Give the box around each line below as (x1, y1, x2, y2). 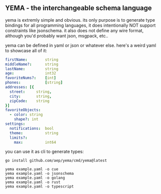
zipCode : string (9, 98, 50, 103)
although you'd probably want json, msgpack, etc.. (5, 33, 109, 39)
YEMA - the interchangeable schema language (5, 4, 152, 12)
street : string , (9, 89, 52, 94)
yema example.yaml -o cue (5, 167, 58, 172)
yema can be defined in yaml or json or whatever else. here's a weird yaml (5, 42, 157, 48)
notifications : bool (9, 126, 54, 131)
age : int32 (5, 71, 56, 76)
